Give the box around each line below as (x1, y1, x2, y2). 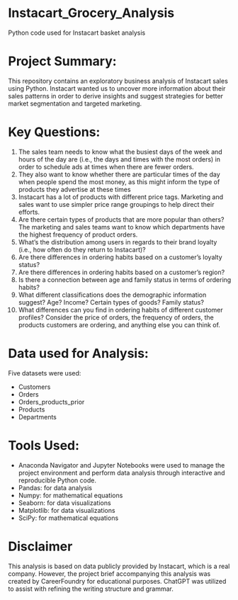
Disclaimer (8, 538, 73, 554)
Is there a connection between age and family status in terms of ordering (18, 275, 232, 284)
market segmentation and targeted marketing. (8, 99, 142, 108)
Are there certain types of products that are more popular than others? (18, 215, 225, 224)
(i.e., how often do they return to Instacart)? (18, 245, 146, 254)
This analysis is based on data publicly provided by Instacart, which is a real (8, 562, 230, 570)
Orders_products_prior (18, 397, 85, 406)
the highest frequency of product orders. (18, 230, 138, 239)
